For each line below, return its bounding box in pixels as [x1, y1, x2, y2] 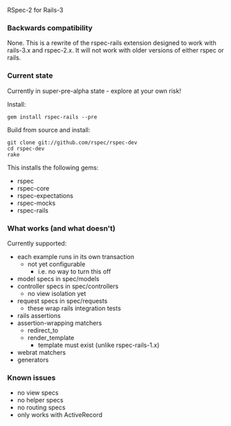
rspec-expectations [17, 191, 74, 199]
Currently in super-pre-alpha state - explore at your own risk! [7, 87, 181, 95]
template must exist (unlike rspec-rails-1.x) [37, 341, 160, 349]
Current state [7, 71, 53, 80]
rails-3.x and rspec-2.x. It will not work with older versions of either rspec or [7, 46, 225, 55]
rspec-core [17, 184, 50, 193]
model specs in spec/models [17, 274, 100, 283]
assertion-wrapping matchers [17, 319, 102, 327]
